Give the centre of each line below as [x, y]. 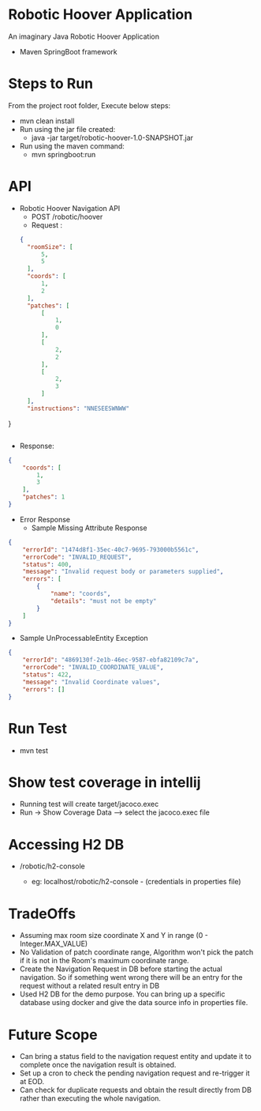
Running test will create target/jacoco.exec [89, 804]
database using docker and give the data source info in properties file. [134, 1003]
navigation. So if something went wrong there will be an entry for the [131, 977]
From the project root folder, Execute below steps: [89, 105]
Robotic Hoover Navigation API [70, 208]
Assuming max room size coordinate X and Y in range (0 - [114, 936]
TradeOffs [42, 913]
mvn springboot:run [63, 154]
